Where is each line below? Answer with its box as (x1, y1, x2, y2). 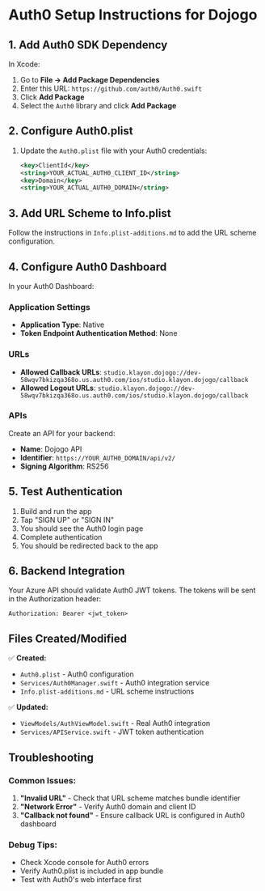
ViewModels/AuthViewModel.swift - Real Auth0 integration (19, 719, 211, 728)
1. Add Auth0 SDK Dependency (8, 38, 168, 52)
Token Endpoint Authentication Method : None (19, 329, 178, 338)
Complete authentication (19, 532, 103, 541)
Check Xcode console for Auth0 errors (19, 858, 149, 868)
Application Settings (8, 301, 90, 312)
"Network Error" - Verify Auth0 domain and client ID (19, 801, 196, 811)
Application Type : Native (19, 320, 105, 329)
